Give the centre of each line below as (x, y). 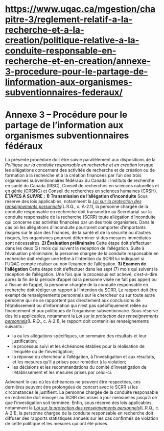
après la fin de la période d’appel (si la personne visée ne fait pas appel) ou (81, 279)
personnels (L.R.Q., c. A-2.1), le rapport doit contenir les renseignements (77, 321)
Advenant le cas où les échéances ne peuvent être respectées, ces (73, 382)
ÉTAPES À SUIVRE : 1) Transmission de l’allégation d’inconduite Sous (76, 196)
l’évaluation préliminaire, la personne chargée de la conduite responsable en (82, 254)
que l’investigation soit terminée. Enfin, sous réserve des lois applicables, (79, 403)
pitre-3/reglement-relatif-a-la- (69, 19)
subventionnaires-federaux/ (64, 92)
